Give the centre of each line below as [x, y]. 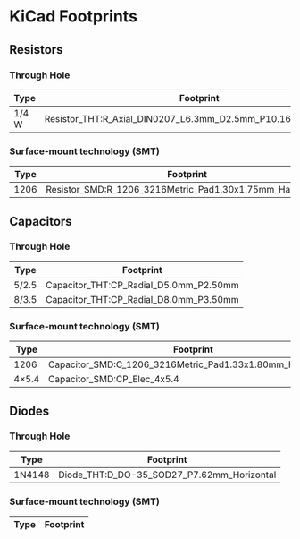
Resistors [36, 50]
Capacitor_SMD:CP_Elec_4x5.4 [114, 380]
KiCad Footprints [74, 17]
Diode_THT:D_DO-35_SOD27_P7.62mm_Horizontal [167, 475]
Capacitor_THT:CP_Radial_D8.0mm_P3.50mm [142, 299]
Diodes [29, 411]
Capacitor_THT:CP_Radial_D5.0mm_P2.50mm [142, 285]
